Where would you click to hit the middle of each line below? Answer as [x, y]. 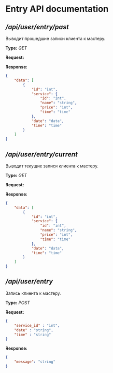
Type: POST [18, 302]
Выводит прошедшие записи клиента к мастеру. [56, 38]
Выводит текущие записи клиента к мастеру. [52, 166]
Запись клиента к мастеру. [33, 293]
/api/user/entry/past [37, 27]
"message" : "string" [35, 362]
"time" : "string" [33, 335]
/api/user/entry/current [42, 154]
